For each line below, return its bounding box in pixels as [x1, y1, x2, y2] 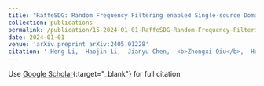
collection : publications [8, 19, 93, 27]
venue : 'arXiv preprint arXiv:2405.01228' [8, 41, 149, 48]
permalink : [8, 26, 44, 34]
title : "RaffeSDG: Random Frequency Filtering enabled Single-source [8, 11, 241, 20]
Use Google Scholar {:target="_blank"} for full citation [8, 70, 181, 78]
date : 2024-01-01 [8, 33, 65, 41]
